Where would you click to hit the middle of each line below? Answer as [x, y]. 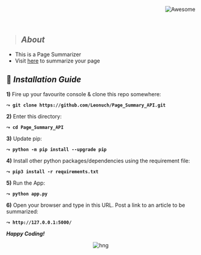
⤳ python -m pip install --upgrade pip [56, 149]
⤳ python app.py [27, 194]
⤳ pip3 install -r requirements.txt [52, 171]
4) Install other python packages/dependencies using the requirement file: [98, 161]
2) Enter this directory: [34, 116]
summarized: [22, 211]
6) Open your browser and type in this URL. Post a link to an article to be [96, 205]
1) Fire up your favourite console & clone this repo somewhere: [84, 94]
